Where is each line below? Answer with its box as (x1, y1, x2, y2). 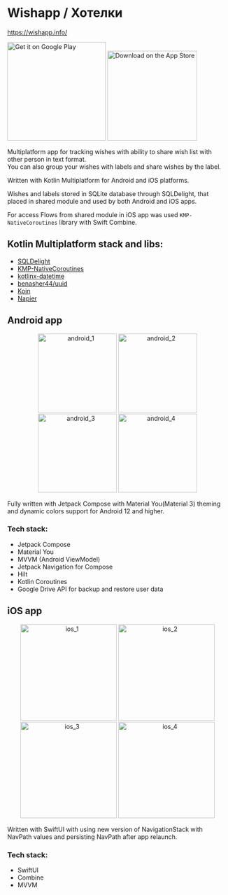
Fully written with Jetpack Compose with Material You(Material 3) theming (7, 499, 221, 508)
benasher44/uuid (17, 279, 68, 288)
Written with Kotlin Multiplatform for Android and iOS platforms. (7, 176, 190, 184)
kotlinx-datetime (17, 272, 65, 280)
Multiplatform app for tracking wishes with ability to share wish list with (7, 147, 212, 155)
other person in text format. (7, 155, 87, 163)
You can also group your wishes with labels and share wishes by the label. (7, 162, 222, 171)
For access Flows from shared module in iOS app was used (7, 210, 178, 218)
